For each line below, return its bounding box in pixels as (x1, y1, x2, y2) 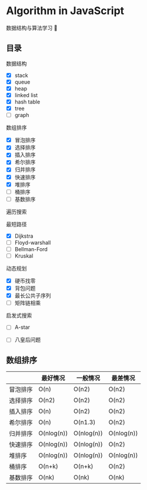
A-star (14, 324, 31, 331)
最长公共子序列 (14, 292, 51, 299)
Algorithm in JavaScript (6, 4, 125, 18)
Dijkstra (14, 232, 34, 239)
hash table (14, 98, 41, 105)
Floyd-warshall (14, 239, 51, 246)
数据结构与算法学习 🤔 (6, 24, 58, 31)
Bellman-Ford (14, 245, 48, 252)
